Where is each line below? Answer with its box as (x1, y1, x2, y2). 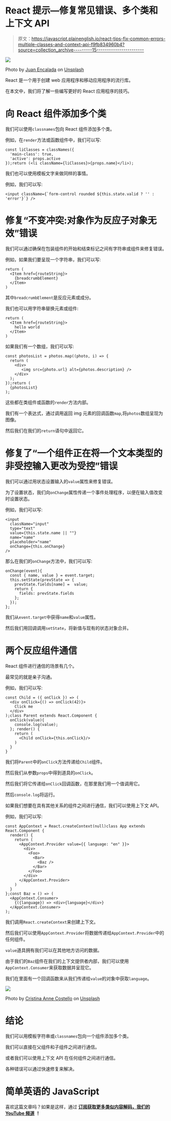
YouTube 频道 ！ (5, 1110, 40, 1116)
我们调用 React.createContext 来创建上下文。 (5, 919, 99, 925)
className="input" (10, 521, 50, 526)
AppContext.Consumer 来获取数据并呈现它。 (5, 964, 94, 970)
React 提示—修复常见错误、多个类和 (5, 5, 158, 16)
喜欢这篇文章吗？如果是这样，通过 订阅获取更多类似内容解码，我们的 (5, 1104, 150, 1110)
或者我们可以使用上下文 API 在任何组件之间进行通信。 (5, 1055, 119, 1061)
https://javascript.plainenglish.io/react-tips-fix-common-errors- (31, 35, 166, 42)
